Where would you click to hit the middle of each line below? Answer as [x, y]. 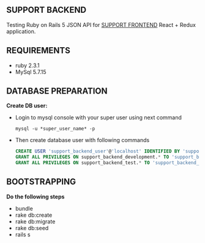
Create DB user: [27, 106]
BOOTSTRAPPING [41, 182]
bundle [24, 208]
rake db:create [34, 215]
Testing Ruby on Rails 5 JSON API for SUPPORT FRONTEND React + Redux [101, 24]
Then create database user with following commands [82, 140]
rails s [23, 234]
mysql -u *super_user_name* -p [55, 129]
